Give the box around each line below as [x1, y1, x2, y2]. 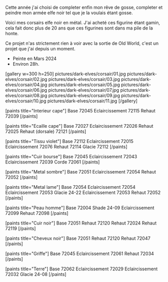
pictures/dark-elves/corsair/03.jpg [48, 76, 120, 82]
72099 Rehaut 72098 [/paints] [5, 210, 69, 216]
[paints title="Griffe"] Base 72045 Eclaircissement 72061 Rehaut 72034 [5, 250, 154, 257]
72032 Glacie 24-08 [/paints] [5, 271, 67, 277]
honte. [5, 31, 19, 36]
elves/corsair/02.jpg [5, 76, 47, 82]
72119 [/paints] [5, 225, 36, 231]
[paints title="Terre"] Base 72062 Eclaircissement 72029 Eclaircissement [5, 266, 158, 272]
